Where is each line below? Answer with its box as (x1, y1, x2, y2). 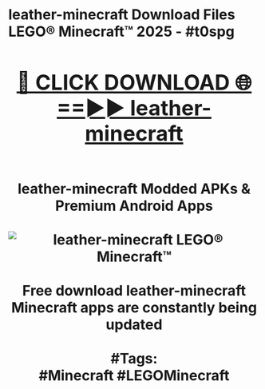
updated (105, 316, 163, 333)
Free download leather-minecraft (22, 281, 246, 300)
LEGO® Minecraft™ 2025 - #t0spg (8, 22, 235, 41)
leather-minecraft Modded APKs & (17, 180, 251, 197)
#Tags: (110, 349, 158, 367)
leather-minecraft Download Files (8, 6, 235, 24)
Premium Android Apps (55, 196, 213, 215)
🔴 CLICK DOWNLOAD (16, 69, 230, 95)
